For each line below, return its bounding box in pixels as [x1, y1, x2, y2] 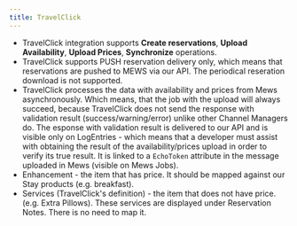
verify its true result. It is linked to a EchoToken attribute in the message [21, 150, 279, 160]
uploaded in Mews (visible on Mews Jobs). [21, 160, 179, 170]
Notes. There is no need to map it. [21, 207, 147, 217]
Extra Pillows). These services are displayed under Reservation [41, 197, 272, 208]
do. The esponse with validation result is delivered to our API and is [21, 121, 269, 133]
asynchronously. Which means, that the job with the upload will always [21, 94, 281, 105]
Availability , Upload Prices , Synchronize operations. [21, 46, 217, 58]
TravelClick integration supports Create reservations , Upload [21, 37, 248, 48]
